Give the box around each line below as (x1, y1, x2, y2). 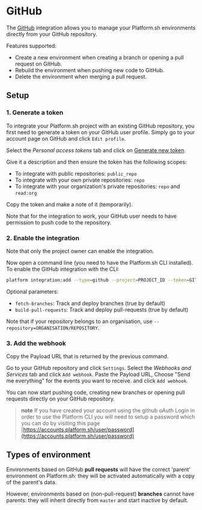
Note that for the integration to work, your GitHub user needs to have (6, 212, 177, 220)
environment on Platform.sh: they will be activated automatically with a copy (6, 472, 195, 479)
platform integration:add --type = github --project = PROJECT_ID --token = (6, 277, 189, 283)
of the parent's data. (6, 478, 57, 485)
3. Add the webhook (6, 339, 66, 347)
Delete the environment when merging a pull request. (14, 73, 147, 80)
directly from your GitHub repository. (6, 30, 97, 37)
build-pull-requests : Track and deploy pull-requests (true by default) (14, 306, 189, 313)
